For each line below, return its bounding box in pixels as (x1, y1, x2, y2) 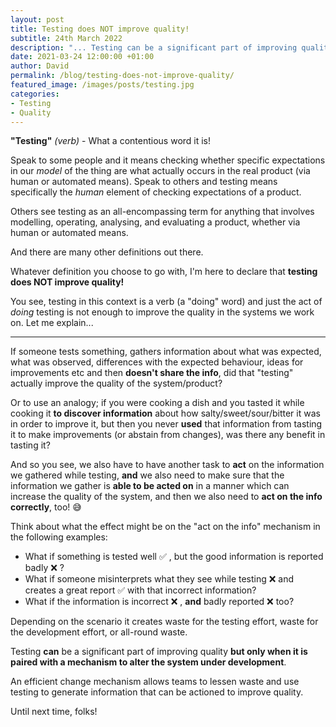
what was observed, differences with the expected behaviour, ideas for (10, 356, 304, 368)
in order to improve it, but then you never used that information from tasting (10, 418, 323, 430)
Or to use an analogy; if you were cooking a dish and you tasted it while (10, 397, 305, 409)
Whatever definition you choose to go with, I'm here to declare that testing (10, 266, 318, 278)
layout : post (10, 14, 65, 25)
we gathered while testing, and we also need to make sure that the (10, 469, 285, 481)
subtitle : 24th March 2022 (10, 33, 123, 43)
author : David (10, 61, 70, 71)
